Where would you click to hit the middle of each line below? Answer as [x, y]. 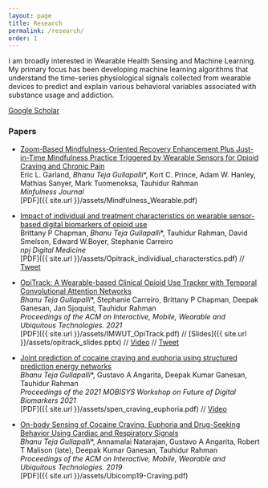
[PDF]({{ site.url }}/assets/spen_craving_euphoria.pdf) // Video [123, 409]
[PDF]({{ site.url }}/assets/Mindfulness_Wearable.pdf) [109, 200]
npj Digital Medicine [53, 250]
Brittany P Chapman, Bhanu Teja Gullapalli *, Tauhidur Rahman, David [134, 233]
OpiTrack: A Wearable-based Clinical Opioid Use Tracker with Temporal [138, 283]
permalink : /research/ [46, 31]
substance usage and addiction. [61, 95]
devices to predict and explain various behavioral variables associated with [132, 87]
